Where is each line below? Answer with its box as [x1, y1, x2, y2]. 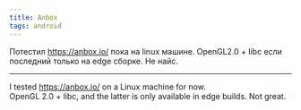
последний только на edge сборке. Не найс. [9, 55, 179, 66]
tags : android [9, 21, 63, 30]
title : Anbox [9, 13, 58, 22]
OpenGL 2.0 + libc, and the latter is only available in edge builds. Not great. [9, 90, 287, 101]
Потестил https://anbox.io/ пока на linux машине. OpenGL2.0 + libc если [9, 46, 282, 56]
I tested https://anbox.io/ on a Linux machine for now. [9, 81, 206, 92]
